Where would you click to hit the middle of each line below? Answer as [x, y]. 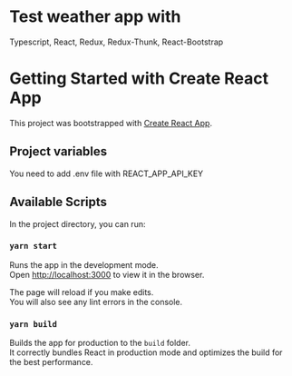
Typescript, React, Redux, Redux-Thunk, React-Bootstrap [117, 42]
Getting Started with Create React [139, 79]
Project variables [58, 152]
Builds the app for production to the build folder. [100, 343]
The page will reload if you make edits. [82, 292]
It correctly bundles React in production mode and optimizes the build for [146, 352]
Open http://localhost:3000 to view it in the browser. [107, 274]
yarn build [33, 324]
